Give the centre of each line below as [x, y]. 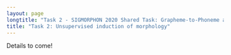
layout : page [25, 13]
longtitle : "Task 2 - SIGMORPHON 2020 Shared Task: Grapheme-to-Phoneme [113, 20]
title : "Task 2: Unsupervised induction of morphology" [88, 26]
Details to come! [30, 46]
